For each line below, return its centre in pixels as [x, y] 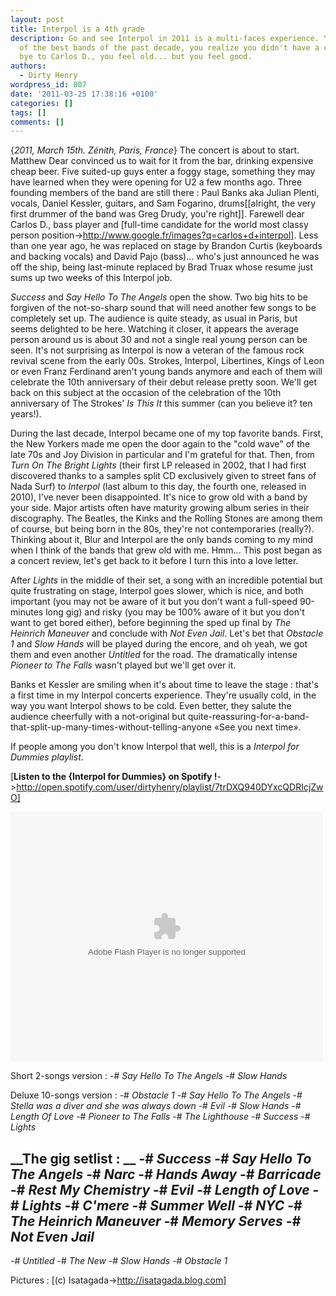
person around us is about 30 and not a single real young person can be [159, 340]
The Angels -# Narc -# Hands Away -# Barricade [166, 1174]
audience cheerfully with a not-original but [98, 717]
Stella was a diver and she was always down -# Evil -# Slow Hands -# [156, 1106]
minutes [27, 612]
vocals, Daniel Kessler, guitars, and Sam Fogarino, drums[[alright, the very [163, 203]
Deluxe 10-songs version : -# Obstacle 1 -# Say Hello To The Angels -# [156, 1095]
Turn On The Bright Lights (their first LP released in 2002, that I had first [158, 465]
